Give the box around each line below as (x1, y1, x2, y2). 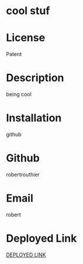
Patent (6, 51, 22, 58)
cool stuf (6, 4, 50, 18)
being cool (6, 91, 32, 98)
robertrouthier (6, 171, 40, 178)
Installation (6, 111, 62, 125)
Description (6, 71, 64, 85)
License (6, 31, 46, 45)
